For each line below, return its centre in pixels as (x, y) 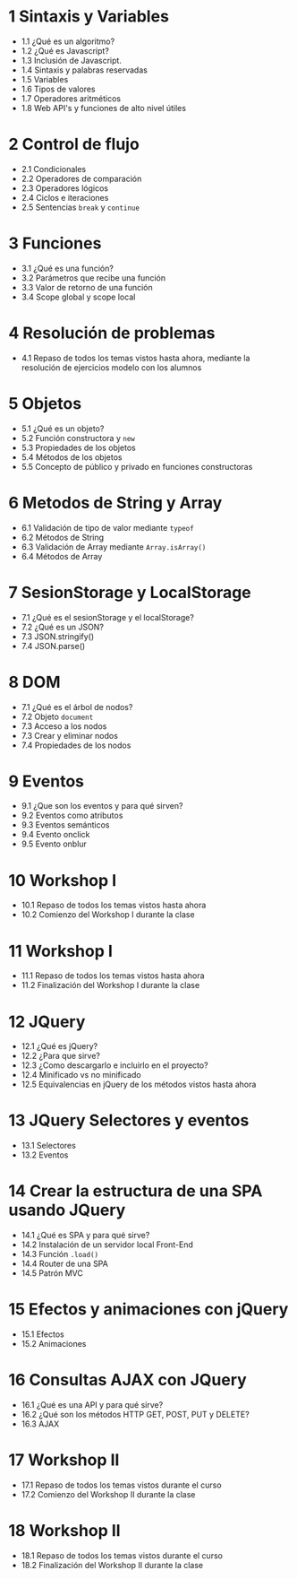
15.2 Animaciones (54, 1344)
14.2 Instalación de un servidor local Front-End (107, 1245)
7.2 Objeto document (57, 716)
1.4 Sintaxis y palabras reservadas (85, 70)
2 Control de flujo (74, 144)
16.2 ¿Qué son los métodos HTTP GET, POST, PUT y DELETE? (135, 1414)
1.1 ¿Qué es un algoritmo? (68, 41)
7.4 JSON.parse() (53, 646)
